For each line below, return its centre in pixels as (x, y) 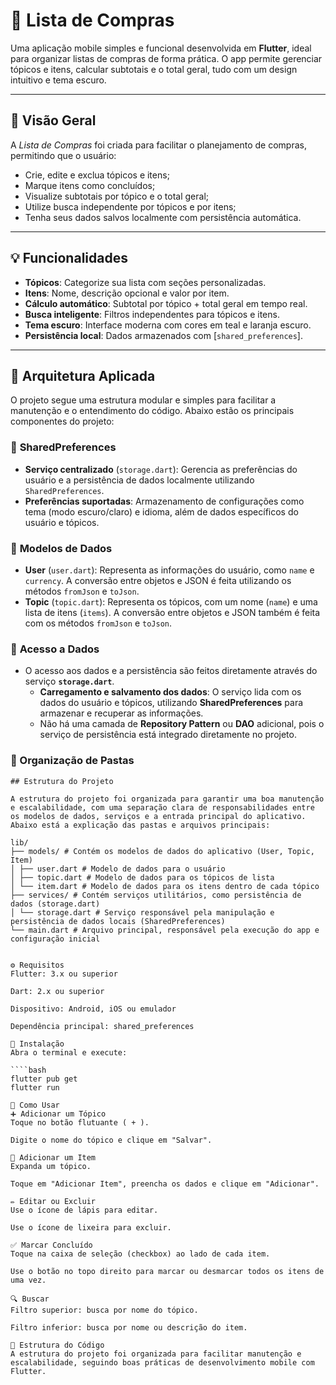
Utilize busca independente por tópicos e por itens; (130, 206)
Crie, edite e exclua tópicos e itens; (97, 175)
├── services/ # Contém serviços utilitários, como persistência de (156, 895)
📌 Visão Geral (53, 120)
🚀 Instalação (37, 1044)
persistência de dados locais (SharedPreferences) (118, 921)
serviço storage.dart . (69, 681)
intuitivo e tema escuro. (58, 80)
